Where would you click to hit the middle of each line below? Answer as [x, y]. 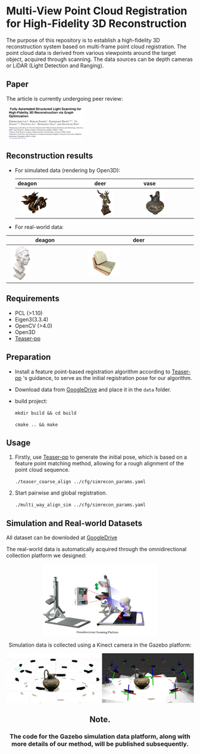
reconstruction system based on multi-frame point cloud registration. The [96, 47]
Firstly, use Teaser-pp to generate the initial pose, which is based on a [101, 457]
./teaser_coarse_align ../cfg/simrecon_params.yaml [80, 482]
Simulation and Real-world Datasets [74, 523]
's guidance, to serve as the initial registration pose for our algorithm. [107, 378]
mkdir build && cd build [46, 413]
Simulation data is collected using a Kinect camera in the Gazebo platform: [100, 645]
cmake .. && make [36, 425]
